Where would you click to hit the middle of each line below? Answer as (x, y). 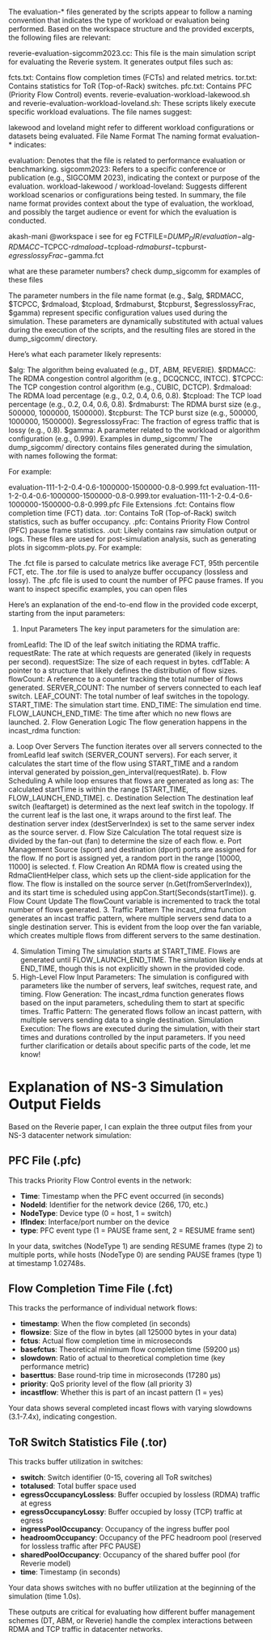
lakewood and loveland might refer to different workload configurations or (131, 127)
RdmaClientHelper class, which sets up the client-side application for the (129, 875)
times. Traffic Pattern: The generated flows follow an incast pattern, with (141, 1011)
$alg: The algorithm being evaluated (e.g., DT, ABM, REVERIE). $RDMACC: (132, 370)
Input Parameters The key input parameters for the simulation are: (130, 629)
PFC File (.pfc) (45, 1161)
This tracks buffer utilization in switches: (76, 1462)
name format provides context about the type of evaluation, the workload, (131, 203)
